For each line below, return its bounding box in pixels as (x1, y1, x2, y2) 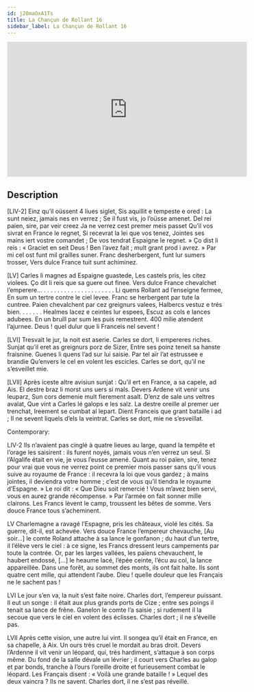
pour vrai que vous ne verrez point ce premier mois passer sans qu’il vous (7, 463, 216, 471)
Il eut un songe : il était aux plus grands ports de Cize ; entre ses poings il (7, 599, 214, 607)
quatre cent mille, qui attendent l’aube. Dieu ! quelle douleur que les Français (7, 571, 223, 579)
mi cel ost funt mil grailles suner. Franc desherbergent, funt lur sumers (7, 251, 205, 259)
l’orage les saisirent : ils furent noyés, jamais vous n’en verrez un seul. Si (7, 448, 211, 456)
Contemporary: (7, 428, 50, 436)
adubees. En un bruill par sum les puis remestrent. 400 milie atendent (7, 315, 203, 323)
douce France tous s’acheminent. (7, 506, 101, 515)
